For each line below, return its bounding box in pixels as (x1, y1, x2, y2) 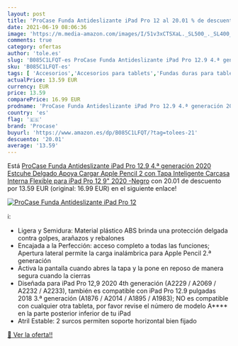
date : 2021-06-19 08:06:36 (7, 23, 87, 30)
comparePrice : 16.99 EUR (7, 96, 81, 104)
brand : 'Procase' (7, 122, 59, 130)
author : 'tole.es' (7, 50, 62, 57)
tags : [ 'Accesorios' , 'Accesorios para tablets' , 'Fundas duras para (7, 69, 214, 77)
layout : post (7, 10, 46, 18)
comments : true (7, 37, 52, 44)
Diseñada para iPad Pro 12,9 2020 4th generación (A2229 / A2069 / (17, 279, 216, 288)
